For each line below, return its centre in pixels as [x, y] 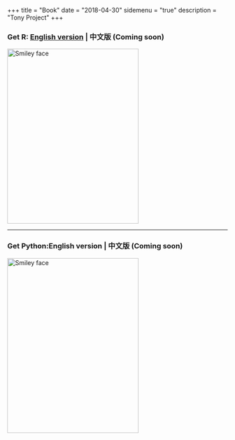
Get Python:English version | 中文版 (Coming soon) [95, 246]
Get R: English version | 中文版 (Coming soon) [86, 36]
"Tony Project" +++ [35, 17]
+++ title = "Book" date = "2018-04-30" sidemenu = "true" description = [112, 10]
